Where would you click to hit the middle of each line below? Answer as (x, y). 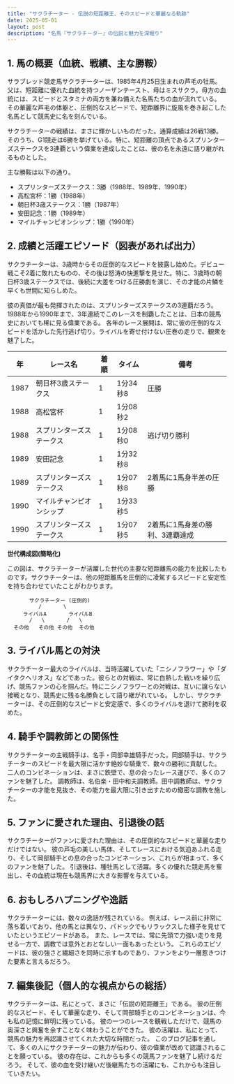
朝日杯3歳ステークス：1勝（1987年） (70, 205)
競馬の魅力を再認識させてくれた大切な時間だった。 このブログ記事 (103, 1039)
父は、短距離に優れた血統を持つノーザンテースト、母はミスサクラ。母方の (114, 90)
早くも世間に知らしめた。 (44, 290)
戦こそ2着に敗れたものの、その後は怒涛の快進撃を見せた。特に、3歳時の (111, 272)
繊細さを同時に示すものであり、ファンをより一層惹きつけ (144, 953)
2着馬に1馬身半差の (180, 477)
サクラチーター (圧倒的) (60, 600)
